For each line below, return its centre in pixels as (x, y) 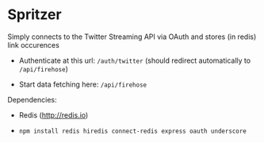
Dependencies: (32, 99)
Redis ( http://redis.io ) (54, 115)
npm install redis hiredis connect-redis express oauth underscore (132, 131)
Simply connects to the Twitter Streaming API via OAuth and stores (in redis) (132, 37)
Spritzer (34, 15)
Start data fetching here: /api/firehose (83, 84)
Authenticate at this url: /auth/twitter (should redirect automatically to (135, 60)
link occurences (34, 44)
